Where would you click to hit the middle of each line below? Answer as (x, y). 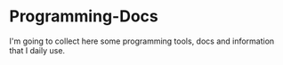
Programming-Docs (84, 16)
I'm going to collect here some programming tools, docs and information (142, 41)
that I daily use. (37, 50)
